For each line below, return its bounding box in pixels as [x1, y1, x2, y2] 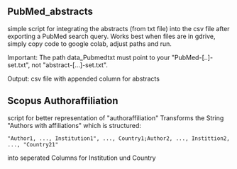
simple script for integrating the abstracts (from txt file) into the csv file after [7, 24, 230, 33]
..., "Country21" [7, 141, 59, 148]
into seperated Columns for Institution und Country [7, 153, 156, 162]
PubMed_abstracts [7, 6, 94, 18]
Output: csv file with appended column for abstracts [7, 74, 160, 83]
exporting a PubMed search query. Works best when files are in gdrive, [7, 32, 216, 40]
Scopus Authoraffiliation [7, 95, 118, 107]
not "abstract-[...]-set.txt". [31, 60, 108, 69]
